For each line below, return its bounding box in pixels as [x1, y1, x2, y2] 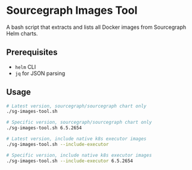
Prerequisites [6, 47, 58, 58]
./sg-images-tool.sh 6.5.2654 [6, 125, 82, 131]
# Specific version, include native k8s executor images [6, 152, 152, 158]
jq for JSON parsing [14, 70, 66, 77]
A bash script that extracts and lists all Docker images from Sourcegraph [6, 23, 187, 31]
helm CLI [14, 63, 36, 70]
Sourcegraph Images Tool [6, 4, 138, 17]
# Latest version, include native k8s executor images [6, 136, 147, 142]
